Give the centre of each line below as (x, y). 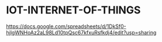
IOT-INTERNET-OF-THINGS (73, 10)
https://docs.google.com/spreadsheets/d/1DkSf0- (66, 26)
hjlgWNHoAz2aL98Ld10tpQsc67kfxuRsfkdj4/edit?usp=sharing (81, 32)
